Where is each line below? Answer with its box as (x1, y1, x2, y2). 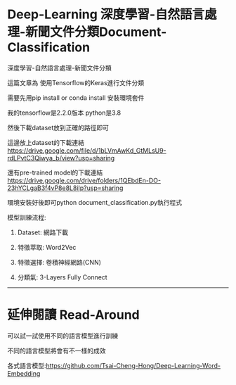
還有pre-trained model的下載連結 (7, 168, 103, 177)
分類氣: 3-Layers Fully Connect (17, 272, 107, 282)
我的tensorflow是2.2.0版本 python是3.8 (7, 108, 122, 117)
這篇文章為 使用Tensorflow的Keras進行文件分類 (7, 78, 145, 87)
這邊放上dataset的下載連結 (7, 138, 85, 146)
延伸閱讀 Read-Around (7, 307, 140, 323)
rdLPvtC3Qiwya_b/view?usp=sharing (7, 153, 115, 162)
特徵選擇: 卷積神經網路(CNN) (17, 258, 102, 266)
